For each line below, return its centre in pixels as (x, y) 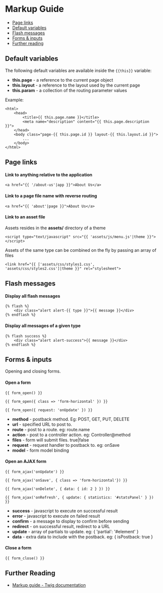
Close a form (18, 548)
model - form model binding (41, 450)
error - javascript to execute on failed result (56, 516)
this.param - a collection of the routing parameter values (70, 90)
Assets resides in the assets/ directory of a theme (55, 228)
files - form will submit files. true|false (51, 440)
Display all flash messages (33, 296)
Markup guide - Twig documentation (49, 585)
